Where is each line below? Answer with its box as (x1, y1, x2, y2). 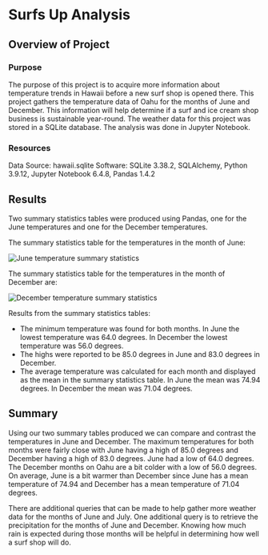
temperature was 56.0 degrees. (19, 341, 124, 350)
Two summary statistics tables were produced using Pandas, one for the (8, 213, 247, 223)
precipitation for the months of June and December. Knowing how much (8, 520, 246, 530)
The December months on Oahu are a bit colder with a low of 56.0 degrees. (8, 462, 258, 472)
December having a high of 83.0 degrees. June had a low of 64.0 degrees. (8, 453, 254, 463)
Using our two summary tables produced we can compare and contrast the (8, 427, 256, 438)
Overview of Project (8, 38, 110, 51)
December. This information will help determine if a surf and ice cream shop (8, 105, 259, 115)
